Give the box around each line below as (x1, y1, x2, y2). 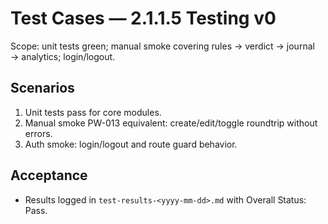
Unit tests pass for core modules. (24, 106, 162, 118)
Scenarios (10, 80, 75, 97)
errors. (24, 127, 53, 139)
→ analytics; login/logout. (10, 50, 116, 62)
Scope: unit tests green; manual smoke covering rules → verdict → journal (10, 40, 315, 52)
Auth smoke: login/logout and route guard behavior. (24, 138, 238, 150)
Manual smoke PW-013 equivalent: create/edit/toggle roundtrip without (24, 117, 318, 129)
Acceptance (10, 167, 88, 184)
